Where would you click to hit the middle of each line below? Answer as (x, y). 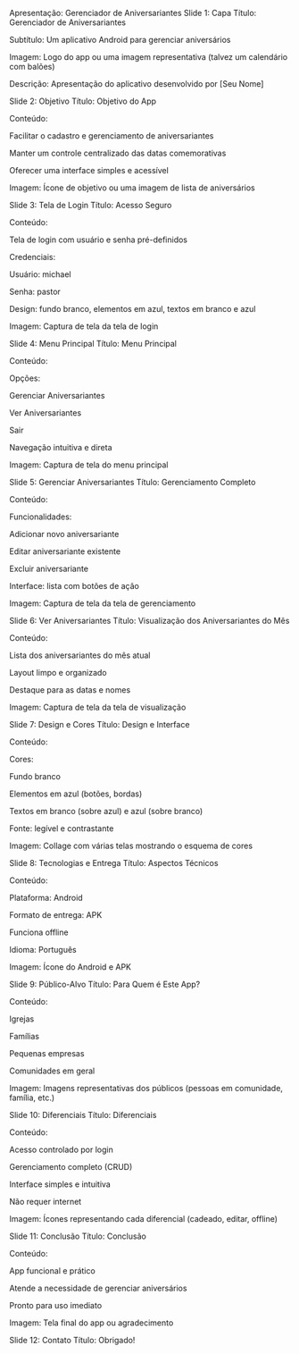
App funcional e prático (52, 1271)
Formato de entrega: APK (56, 915)
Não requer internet (46, 1202)
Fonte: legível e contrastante (62, 828)
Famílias (25, 1036)
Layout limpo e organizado (58, 673)
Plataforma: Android (46, 898)
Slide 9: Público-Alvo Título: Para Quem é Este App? (105, 984)
